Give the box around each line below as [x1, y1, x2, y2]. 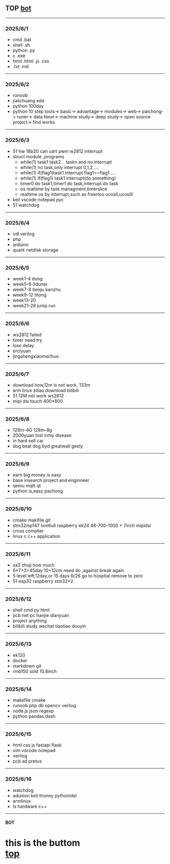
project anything [12, 618, 47, 624]
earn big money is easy [12, 472, 62, 478]
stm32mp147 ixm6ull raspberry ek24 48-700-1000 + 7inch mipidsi [12, 522, 151, 528]
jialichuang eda [12, 98, 45, 104]
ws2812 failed [12, 332, 42, 338]
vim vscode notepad [12, 748, 56, 754]
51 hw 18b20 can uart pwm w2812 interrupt [12, 148, 103, 154]
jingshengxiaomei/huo [12, 353, 59, 359]
